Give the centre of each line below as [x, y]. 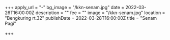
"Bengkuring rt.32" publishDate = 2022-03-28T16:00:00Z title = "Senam [81, 18]
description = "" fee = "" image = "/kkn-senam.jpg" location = [100, 13]
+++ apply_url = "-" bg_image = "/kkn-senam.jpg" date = [65, 7]
